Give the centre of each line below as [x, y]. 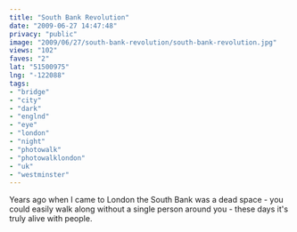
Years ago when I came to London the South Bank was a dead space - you [146, 200]
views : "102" [33, 51]
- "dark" [25, 108]
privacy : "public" [43, 34]
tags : [19, 84]
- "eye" [24, 125]
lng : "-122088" [37, 76]
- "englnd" [29, 116]
